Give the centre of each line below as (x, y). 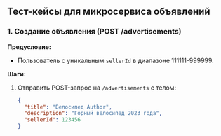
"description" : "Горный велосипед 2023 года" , (93, 114)
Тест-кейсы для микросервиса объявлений (109, 12)
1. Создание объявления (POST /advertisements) (94, 32)
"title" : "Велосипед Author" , (68, 107)
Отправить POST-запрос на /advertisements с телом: (97, 88)
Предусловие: (29, 47)
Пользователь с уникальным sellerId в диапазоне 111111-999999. (115, 60)
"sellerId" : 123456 (53, 120)
